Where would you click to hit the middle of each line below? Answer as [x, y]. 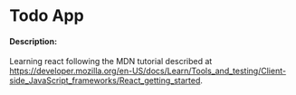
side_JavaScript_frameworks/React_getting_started [105, 81]
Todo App [47, 16]
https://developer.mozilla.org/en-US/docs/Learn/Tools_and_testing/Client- [148, 71]
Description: [33, 41]
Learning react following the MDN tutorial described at [111, 62]
